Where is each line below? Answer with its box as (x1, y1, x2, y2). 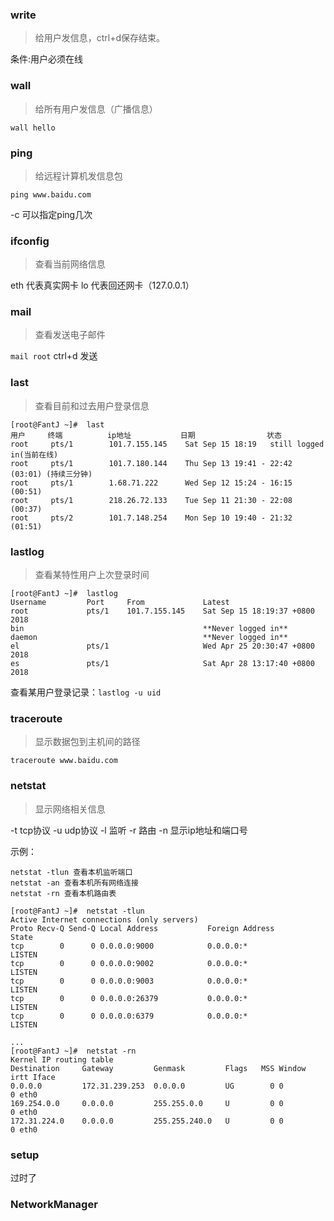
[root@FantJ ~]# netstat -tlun (10, 906, 145, 916)
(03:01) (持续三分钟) (10, 469, 93, 479)
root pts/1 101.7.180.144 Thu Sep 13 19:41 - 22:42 (10, 458, 293, 468)
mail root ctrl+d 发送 (10, 350, 98, 362)
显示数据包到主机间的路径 (34, 736, 141, 748)
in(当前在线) (10, 449, 59, 460)
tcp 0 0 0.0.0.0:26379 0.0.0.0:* (10, 993, 248, 1003)
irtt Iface (10, 1072, 56, 1082)
